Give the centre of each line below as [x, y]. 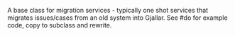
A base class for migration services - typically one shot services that [108, 10]
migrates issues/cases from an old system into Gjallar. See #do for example [118, 18]
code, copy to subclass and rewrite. [60, 25]
